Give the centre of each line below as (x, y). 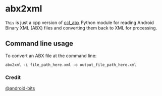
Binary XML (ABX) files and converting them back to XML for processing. (81, 27)
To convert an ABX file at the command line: (51, 55)
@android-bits (20, 88)
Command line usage (39, 44)
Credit (13, 77)
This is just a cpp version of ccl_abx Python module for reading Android (79, 22)
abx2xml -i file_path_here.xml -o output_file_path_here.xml (71, 65)
